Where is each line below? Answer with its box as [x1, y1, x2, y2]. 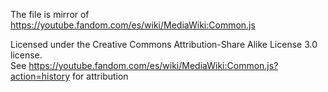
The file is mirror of [10, 9, 90, 20]
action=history [10, 70, 71, 82]
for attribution [71, 70, 129, 82]
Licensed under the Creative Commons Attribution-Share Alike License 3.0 [10, 39, 318, 50]
